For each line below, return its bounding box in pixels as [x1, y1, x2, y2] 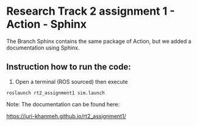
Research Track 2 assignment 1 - [6, 4, 175, 18]
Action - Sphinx [6, 17, 87, 31]
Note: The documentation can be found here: [6, 100, 120, 108]
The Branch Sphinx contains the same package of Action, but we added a [6, 37, 192, 45]
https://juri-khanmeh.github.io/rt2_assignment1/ [6, 112, 126, 120]
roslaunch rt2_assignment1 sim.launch [6, 90, 105, 96]
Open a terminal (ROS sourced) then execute [15, 78, 128, 85]
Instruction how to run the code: [6, 62, 131, 72]
